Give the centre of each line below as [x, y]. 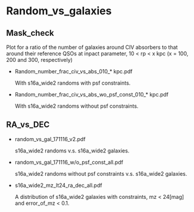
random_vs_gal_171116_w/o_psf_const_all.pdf [69, 162]
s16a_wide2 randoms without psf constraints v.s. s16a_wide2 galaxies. [101, 173]
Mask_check [30, 33]
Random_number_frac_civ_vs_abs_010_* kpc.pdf [73, 71]
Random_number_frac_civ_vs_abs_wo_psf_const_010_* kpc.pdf [92, 94]
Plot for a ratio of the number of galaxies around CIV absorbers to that [92, 47]
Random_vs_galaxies [59, 11]
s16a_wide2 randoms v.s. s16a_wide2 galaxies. [72, 151]
